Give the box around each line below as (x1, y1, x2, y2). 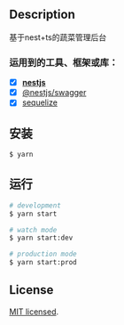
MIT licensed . (9, 306, 59, 317)
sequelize (21, 97, 58, 108)
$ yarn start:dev (9, 233, 74, 243)
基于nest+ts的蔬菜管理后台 (9, 31, 107, 43)
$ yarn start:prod (9, 258, 77, 267)
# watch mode (9, 225, 58, 234)
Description (9, 7, 75, 22)
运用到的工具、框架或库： (9, 56, 119, 69)
